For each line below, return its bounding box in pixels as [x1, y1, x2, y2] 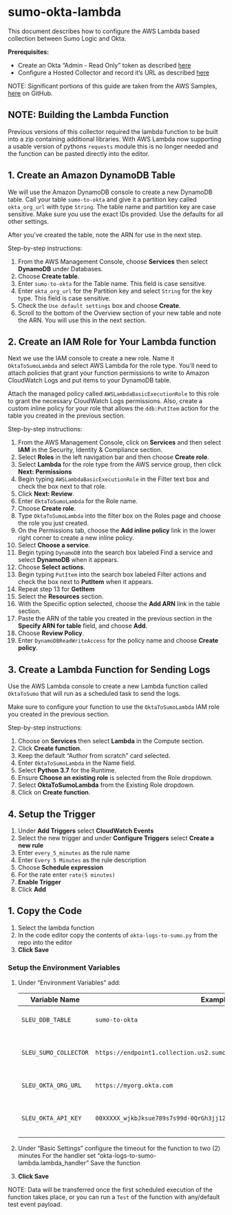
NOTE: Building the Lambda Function [8, 109, 169, 121]
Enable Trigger [17, 878, 61, 886]
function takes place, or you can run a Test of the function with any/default [8, 1193, 220, 1201]
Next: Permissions [17, 467, 72, 476]
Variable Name [30, 995, 80, 1004]
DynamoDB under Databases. [17, 264, 103, 273]
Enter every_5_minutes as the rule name [17, 848, 130, 857]
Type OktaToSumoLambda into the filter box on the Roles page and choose [17, 512, 221, 520]
